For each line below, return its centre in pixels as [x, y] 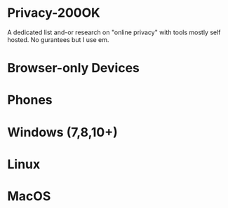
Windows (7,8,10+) [62, 132]
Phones [30, 100]
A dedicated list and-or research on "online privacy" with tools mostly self [114, 32]
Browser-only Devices [74, 68]
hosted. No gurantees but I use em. [58, 39]
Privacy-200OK [54, 13]
